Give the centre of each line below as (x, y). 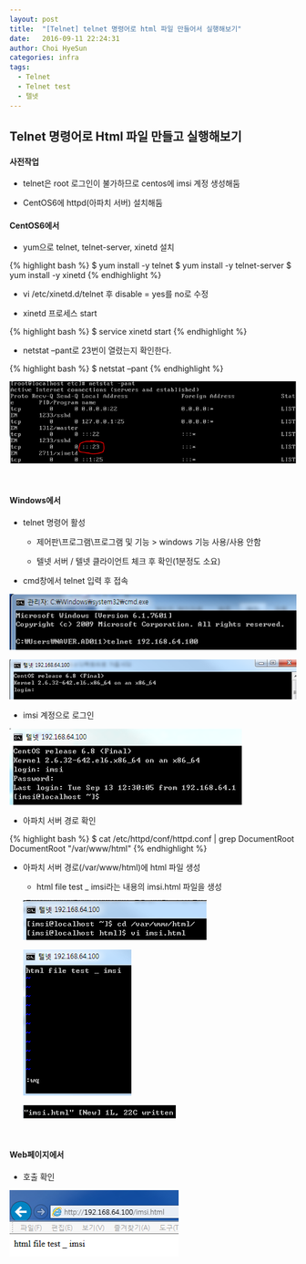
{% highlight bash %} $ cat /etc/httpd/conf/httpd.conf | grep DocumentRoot (152, 838)
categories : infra (44, 58)
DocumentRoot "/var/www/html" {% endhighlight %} (108, 848)
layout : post (34, 19)
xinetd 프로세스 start (60, 314)
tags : (20, 67)
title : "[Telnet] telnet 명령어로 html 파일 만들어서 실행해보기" (126, 29)
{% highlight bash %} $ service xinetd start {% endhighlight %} (128, 332)
